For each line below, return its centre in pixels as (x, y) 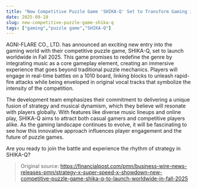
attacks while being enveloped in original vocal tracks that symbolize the (103, 82)
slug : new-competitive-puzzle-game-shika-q (60, 22)
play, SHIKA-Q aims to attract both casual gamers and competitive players (96, 119)
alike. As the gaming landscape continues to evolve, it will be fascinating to (97, 125)
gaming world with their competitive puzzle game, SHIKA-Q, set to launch (95, 51)
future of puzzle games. (35, 137)
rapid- (182, 76)
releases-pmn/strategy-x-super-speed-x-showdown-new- (91, 172)
